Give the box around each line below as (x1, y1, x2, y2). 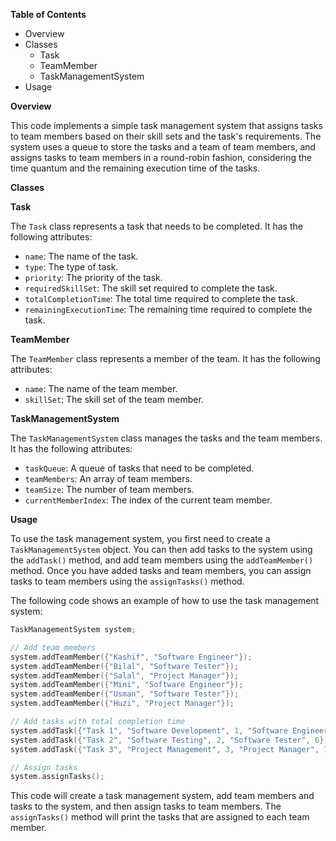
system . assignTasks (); (10, 772, 105, 782)
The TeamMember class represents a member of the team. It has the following (10, 353, 321, 364)
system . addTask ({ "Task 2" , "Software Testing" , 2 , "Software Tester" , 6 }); (10, 735, 333, 745)
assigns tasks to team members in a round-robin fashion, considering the (10, 152, 313, 163)
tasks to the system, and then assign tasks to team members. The (10, 800, 282, 813)
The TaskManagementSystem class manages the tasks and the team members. (10, 432, 323, 444)
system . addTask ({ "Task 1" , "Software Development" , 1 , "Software (10, 725, 288, 736)
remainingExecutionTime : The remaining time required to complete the (24, 304, 313, 315)
